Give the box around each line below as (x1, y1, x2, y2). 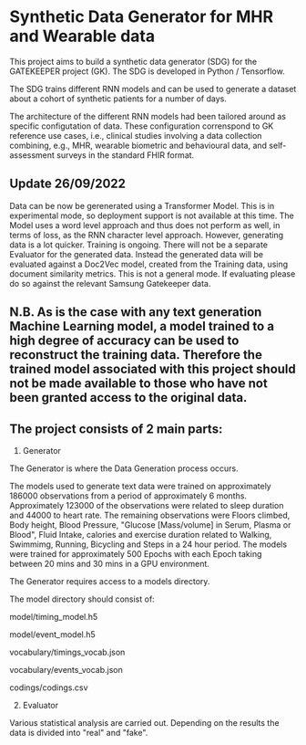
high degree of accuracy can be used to (9, 333, 240, 349)
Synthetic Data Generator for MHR (9, 6, 274, 27)
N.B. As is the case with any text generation (9, 304, 262, 320)
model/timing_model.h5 (9, 611, 98, 622)
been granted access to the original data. (9, 390, 248, 405)
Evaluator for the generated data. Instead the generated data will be (9, 248, 264, 259)
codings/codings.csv (9, 682, 88, 693)
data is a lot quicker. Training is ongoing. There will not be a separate (9, 239, 269, 250)
